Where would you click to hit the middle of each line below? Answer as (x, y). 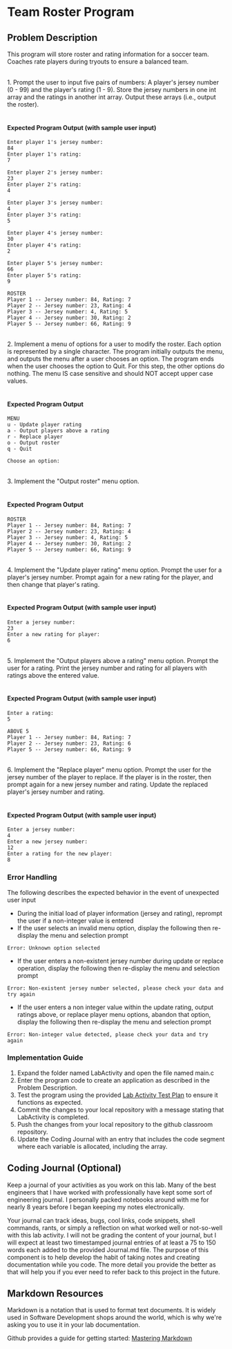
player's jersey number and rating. (56, 792)
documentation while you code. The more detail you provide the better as (112, 1265)
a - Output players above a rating (58, 431)
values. (17, 381)
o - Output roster (33, 443)
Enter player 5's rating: (44, 275)
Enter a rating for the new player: (60, 854)
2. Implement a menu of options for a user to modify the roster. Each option (114, 344)
